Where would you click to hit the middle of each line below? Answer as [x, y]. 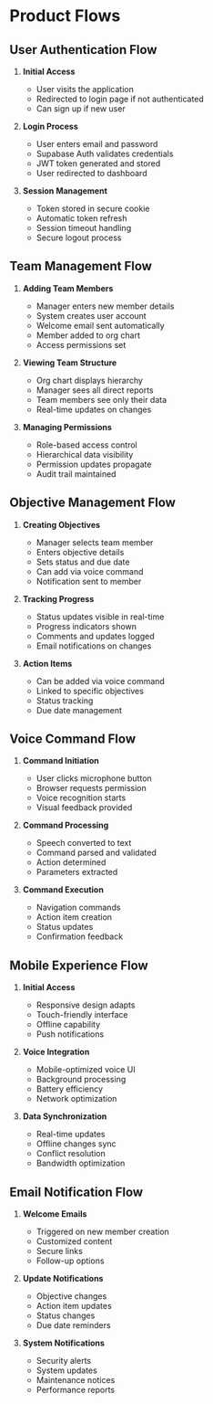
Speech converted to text [84, 843]
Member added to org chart [88, 335]
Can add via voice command [90, 571]
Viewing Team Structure [70, 363]
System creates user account [91, 315]
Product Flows [65, 16]
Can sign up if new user [81, 109]
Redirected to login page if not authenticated [120, 99]
